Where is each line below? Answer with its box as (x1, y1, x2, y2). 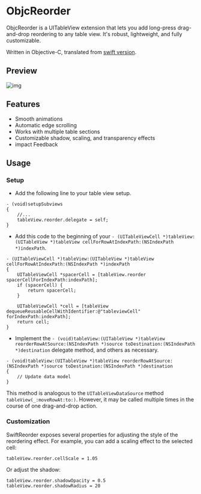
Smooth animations (14, 115, 63, 122)
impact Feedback (14, 140, 58, 148)
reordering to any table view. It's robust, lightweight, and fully (31, 30, 182, 37)
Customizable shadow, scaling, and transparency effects (14, 134, 155, 142)
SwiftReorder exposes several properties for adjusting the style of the (6, 431, 178, 438)
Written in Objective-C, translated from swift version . (6, 48, 137, 55)
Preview (6, 66, 38, 76)
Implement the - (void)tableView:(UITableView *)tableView (14, 335, 165, 342)
